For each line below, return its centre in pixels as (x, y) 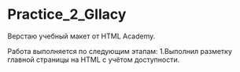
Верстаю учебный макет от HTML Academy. (81, 36)
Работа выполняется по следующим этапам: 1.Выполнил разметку (120, 51)
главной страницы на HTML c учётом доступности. (94, 59)
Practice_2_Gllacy (67, 14)
